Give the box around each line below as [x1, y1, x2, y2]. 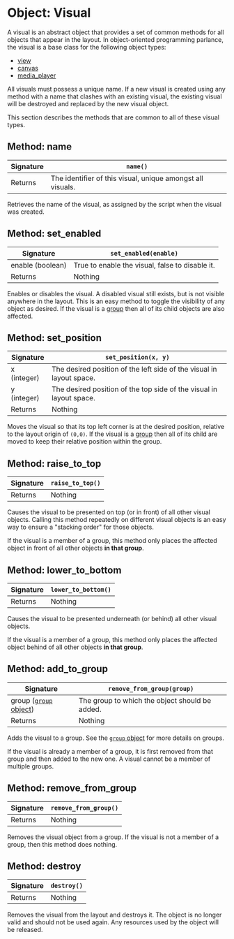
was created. [7, 208, 45, 216]
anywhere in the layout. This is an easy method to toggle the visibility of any [7, 297, 225, 305]
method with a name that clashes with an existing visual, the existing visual [7, 92, 222, 101]
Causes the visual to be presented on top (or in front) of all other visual [7, 508, 210, 516]
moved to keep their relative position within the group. [7, 437, 162, 446]
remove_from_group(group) [107, 685, 194, 692]
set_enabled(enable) [110, 249, 179, 257]
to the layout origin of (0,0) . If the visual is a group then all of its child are [7, 430, 218, 438]
